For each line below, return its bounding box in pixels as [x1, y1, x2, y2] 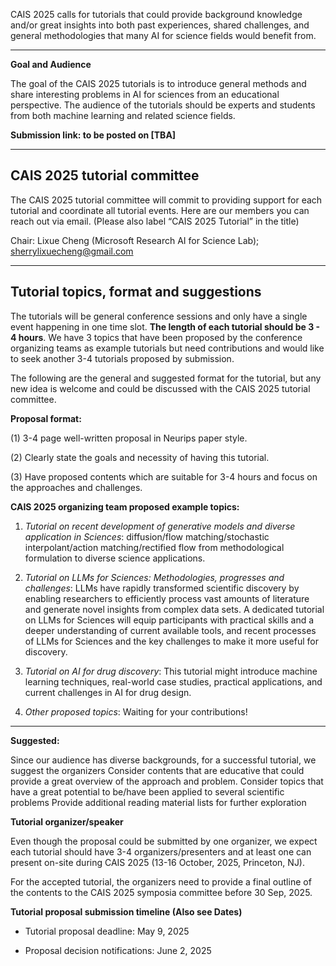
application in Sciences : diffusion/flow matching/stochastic [24, 530, 270, 543]
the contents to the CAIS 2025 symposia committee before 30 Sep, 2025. [10, 886, 313, 898]
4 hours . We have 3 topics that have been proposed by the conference [10, 331, 303, 343]
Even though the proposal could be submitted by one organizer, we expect [10, 835, 318, 847]
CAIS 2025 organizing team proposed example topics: [10, 500, 240, 513]
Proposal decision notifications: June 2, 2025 [24, 944, 212, 956]
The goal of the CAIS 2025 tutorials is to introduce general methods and [10, 78, 307, 89]
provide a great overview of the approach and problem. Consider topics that [10, 775, 324, 787]
